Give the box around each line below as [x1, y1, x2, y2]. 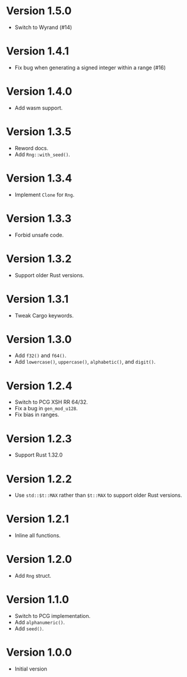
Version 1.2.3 [6, 432, 72, 445]
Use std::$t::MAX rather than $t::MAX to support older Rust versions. [14, 492, 182, 499]
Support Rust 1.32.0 [14, 451, 63, 459]
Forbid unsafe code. [14, 231, 64, 238]
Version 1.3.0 [6, 332, 72, 346]
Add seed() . [14, 625, 44, 632]
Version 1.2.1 [6, 513, 69, 526]
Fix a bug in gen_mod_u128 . [14, 405, 78, 412]
